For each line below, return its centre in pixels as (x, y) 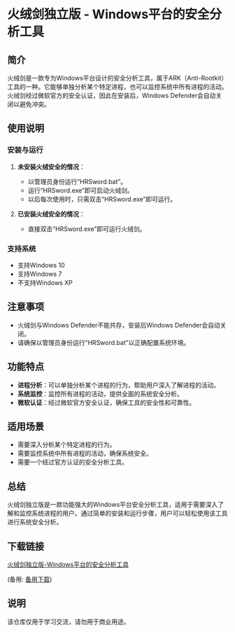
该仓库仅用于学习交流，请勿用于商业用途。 (69, 622)
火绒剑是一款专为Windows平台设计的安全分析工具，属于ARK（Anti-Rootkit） (117, 78)
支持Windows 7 (40, 274)
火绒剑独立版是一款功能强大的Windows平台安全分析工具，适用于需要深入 (113, 505)
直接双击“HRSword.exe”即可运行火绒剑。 (87, 229)
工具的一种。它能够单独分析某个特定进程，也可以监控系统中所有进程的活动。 (117, 87)
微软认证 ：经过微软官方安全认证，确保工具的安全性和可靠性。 (106, 402)
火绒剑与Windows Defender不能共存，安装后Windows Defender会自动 (119, 325)
